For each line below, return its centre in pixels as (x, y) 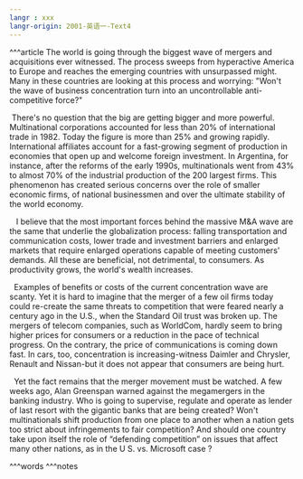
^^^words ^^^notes (44, 465)
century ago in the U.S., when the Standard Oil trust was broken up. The (143, 315)
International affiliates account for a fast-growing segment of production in (148, 146)
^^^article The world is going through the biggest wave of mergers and (141, 52)
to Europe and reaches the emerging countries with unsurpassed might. (143, 71)
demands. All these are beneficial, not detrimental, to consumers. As (137, 259)
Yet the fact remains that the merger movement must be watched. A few (148, 381)
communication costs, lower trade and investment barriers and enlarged (144, 240)
